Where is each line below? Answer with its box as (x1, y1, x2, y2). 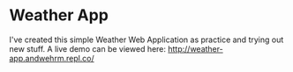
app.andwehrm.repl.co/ (9, 53, 94, 63)
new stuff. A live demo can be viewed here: (9, 43, 166, 54)
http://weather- (167, 43, 223, 54)
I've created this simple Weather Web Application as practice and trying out (9, 34, 284, 45)
